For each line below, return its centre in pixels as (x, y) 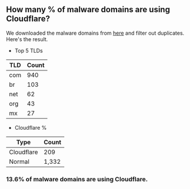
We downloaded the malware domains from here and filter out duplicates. (95, 33)
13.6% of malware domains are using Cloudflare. (77, 179)
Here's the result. (27, 39)
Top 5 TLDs (29, 50)
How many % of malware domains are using (88, 10)
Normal (19, 161)
